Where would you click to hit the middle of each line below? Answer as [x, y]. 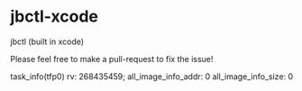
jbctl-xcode [54, 17]
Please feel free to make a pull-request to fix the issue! [112, 59]
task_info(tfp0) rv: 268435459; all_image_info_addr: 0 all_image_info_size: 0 [152, 76]
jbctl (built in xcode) [47, 41]
